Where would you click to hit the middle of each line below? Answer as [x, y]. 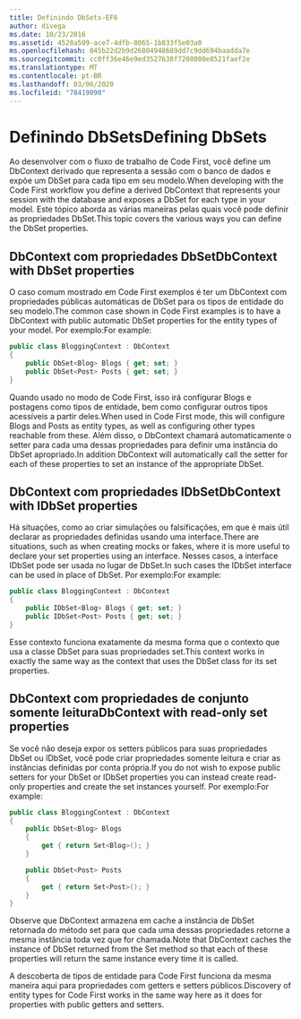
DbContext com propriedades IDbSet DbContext [145, 492]
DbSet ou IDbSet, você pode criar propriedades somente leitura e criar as [145, 757]
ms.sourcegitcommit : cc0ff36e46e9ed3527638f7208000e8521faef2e [130, 59]
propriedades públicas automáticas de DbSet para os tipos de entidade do [146, 302]
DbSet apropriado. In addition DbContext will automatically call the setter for [149, 454]
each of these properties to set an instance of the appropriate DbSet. [137, 463]
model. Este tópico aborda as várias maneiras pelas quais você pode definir [149, 209]
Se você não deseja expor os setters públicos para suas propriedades [138, 748]
